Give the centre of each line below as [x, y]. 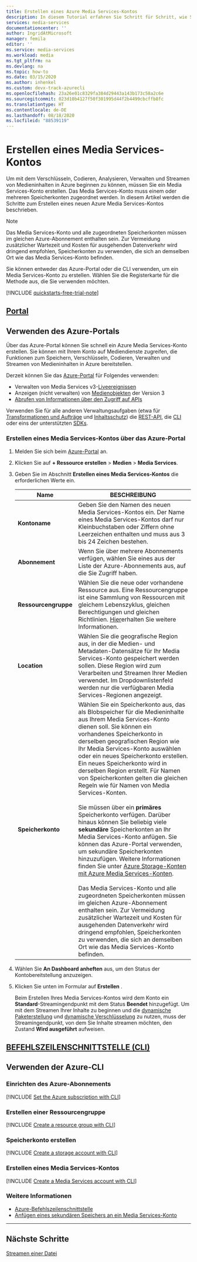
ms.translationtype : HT [35, 104]
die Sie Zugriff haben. [108, 573]
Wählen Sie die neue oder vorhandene [131, 582]
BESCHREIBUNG [133, 495]
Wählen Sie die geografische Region [128, 636]
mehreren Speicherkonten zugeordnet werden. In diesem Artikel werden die [98, 197]
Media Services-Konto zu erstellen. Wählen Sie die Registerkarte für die [93, 275]
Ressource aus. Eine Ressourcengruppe [133, 590]
